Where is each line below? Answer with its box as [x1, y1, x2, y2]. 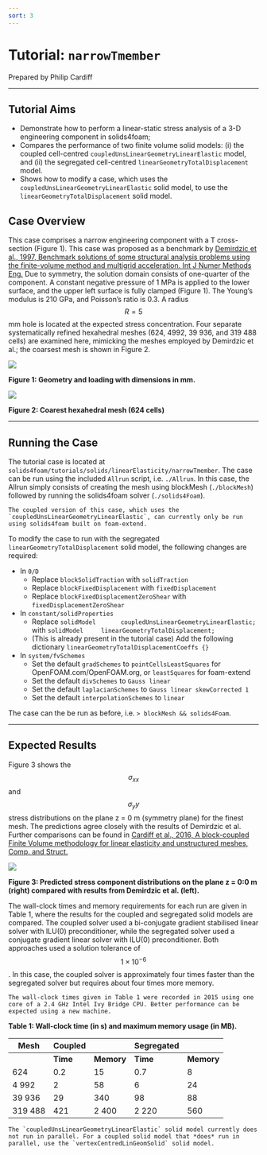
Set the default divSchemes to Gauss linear [31, 676, 171, 685]
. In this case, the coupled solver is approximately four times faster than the [8, 970, 255, 979]
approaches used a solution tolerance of [8, 944, 141, 953]
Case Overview [8, 214, 86, 227]
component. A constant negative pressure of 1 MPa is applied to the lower [8, 277, 250, 287]
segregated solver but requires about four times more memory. [8, 979, 215, 988]
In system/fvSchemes [19, 651, 86, 660]
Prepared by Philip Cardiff [8, 72, 93, 82]
